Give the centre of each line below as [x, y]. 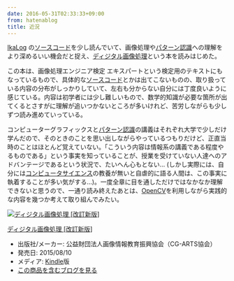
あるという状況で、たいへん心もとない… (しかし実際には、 [134, 164]
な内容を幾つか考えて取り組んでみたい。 [65, 199]
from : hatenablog [32, 20]
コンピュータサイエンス [59, 173]
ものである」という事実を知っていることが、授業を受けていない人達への [117, 156]
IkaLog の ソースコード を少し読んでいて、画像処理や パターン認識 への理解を [115, 48]
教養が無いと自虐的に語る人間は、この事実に [163, 173]
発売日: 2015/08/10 [44, 253]
